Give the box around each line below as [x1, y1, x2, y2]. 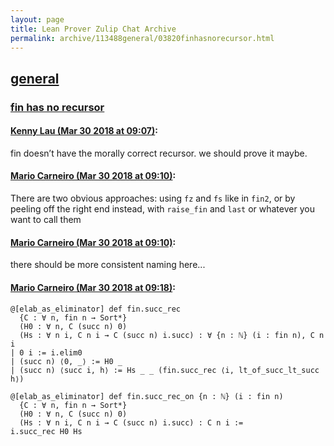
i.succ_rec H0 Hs [10, 426, 83, 436]
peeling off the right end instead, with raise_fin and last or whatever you [10, 203, 315, 215]
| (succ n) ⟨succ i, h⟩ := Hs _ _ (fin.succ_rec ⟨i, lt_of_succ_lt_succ [10, 365, 320, 375]
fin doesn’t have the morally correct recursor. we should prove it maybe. [10, 147, 308, 159]
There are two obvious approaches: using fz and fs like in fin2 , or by [10, 192, 296, 205]
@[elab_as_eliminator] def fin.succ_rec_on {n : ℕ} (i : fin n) [10, 391, 284, 401]
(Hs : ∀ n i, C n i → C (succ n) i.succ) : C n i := [19, 417, 244, 428]
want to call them [10, 214, 82, 226]
